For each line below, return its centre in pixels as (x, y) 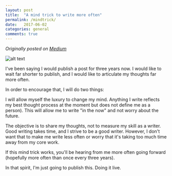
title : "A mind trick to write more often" (54, 15)
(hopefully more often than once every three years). (60, 158)
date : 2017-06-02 (26, 24)
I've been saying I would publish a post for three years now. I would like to (83, 68)
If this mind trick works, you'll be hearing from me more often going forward (85, 152)
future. (12, 116)
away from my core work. (32, 142)
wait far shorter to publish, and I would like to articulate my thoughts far (81, 74)
